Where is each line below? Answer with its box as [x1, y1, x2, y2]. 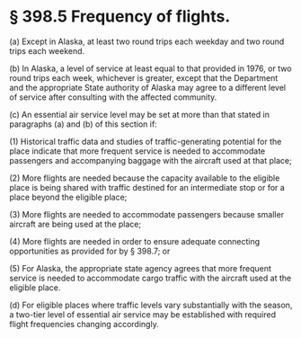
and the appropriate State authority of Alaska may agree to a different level [9, 82, 286, 93]
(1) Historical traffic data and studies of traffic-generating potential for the [9, 136, 282, 147]
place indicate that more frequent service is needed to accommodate [9, 146, 266, 156]
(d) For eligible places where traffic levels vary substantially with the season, [9, 299, 293, 310]
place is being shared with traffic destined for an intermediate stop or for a [9, 182, 285, 192]
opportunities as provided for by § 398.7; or [9, 245, 171, 256]
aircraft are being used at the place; [9, 218, 142, 229]
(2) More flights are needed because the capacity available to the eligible [9, 173, 280, 183]
